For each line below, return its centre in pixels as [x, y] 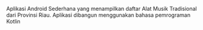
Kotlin [13, 21]
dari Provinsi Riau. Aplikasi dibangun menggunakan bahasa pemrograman [98, 15]
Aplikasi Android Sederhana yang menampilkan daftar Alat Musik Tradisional [101, 9]
